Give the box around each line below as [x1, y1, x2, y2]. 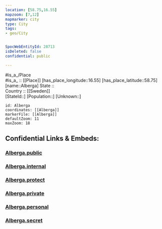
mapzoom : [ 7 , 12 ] [5, 12, 39, 17]
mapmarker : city [5, 17, 39, 22]
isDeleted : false [5, 49, 42, 54]
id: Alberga [5, 103, 30, 108]
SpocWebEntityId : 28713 [5, 44, 55, 49]
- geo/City [5, 31, 28, 36]
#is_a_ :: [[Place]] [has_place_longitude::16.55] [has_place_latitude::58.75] [5, 77, 158, 83]
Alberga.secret [5, 217, 43, 224]
